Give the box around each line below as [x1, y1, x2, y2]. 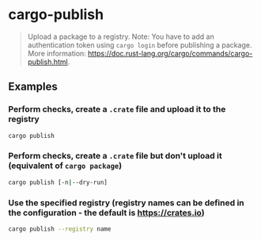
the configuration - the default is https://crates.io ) [8, 207, 205, 218]
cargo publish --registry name [8, 224, 112, 233]
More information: [27, 48, 87, 58]
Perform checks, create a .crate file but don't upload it [8, 151, 223, 162]
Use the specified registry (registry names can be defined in [8, 197, 245, 208]
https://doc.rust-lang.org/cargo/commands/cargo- [88, 48, 253, 58]
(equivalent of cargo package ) [8, 160, 123, 171]
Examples [8, 80, 58, 94]
